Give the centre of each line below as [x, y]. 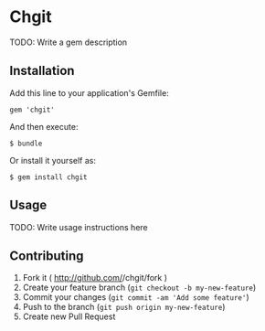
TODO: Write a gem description [69, 42]
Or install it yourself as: [53, 160]
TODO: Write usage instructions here [79, 227]
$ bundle [26, 144]
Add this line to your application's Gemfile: [89, 92]
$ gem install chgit [49, 177]
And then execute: [44, 126]
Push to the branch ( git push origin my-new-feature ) [124, 307]
